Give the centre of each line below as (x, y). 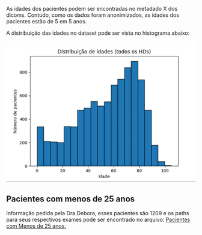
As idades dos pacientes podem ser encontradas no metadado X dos (92, 9)
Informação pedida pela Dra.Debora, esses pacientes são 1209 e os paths (98, 213)
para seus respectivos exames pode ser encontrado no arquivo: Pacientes (98, 220)
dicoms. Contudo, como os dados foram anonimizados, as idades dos (93, 15)
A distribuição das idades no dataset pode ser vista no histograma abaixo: (98, 33)
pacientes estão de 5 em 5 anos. (47, 21)
